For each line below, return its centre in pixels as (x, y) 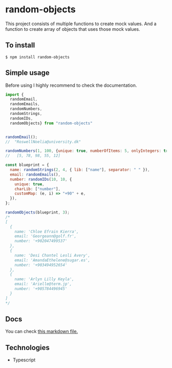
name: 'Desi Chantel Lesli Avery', (52, 255)
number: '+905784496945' (41, 289)
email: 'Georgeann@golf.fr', (46, 236)
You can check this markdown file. (42, 332)
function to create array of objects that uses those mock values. (73, 29)
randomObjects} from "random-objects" (51, 123)
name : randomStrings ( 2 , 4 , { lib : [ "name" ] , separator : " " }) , (80, 170)
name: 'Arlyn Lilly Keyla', (44, 279)
